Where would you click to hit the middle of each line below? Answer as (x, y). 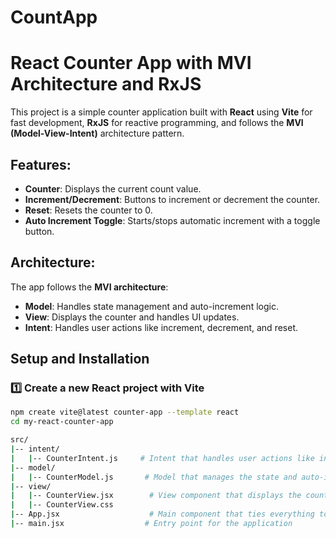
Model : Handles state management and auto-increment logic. (151, 306)
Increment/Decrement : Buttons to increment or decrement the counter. (172, 199)
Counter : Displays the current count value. (113, 188)
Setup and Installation (80, 359)
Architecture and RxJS (106, 84)
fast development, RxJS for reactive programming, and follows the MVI (157, 123)
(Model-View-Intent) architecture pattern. (97, 133)
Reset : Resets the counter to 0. (88, 210)
